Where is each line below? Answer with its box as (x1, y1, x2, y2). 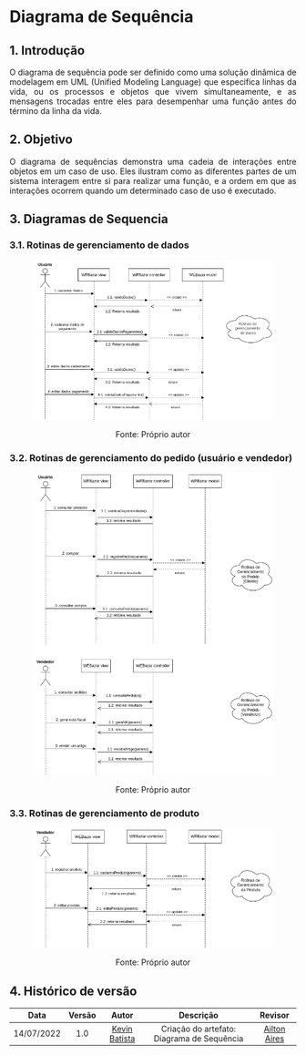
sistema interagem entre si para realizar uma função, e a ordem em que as (9, 175, 297, 186)
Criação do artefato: (160, 1023, 237, 1034)
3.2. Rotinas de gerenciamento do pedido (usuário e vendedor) (9, 452, 293, 465)
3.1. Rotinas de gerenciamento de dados (9, 239, 189, 251)
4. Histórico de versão (9, 983, 138, 999)
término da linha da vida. (9, 106, 102, 116)
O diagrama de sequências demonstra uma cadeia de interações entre (9, 156, 297, 167)
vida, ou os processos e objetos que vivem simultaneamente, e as (9, 87, 297, 97)
